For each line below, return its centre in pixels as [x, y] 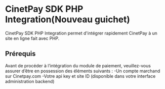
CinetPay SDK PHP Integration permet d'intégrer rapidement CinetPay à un [81, 33]
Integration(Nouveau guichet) [68, 19]
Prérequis [21, 54]
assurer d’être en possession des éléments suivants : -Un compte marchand [83, 71]
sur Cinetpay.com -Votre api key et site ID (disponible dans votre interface [80, 76]
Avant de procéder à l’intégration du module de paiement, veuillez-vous [78, 65]
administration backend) [30, 81]
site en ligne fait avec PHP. [32, 38]
